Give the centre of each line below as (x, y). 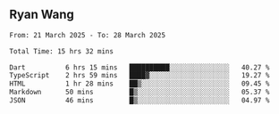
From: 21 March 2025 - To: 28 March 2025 (88, 35)
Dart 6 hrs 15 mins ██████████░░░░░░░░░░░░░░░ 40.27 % (139, 67)
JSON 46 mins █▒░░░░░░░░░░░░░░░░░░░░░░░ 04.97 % (139, 101)
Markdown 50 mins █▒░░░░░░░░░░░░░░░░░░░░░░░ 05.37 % (139, 93)
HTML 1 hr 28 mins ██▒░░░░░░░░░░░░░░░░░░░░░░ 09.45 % (139, 84)
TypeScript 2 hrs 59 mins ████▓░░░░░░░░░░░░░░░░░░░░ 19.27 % (139, 76)
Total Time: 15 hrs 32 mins (62, 51)
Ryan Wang (42, 15)
